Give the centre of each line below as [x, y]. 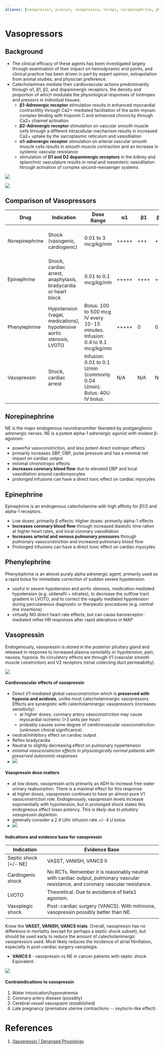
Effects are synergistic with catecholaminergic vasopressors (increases [84, 704]
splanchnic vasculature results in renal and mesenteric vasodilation [87, 162]
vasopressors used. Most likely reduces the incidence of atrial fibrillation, [79, 942]
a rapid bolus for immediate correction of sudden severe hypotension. [75, 579]
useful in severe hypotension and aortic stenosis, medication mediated [83, 588]
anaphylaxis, [62, 280]
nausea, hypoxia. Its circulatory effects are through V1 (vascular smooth [77, 657]
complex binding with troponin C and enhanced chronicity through [86, 115]
